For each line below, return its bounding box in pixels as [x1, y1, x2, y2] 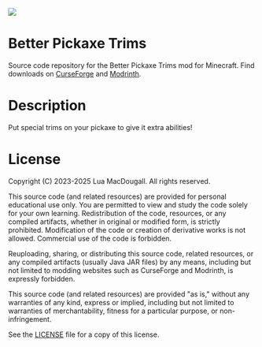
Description [8, 97, 87, 114]
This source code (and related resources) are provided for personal [8, 192, 227, 201]
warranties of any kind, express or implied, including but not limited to [8, 297, 234, 307]
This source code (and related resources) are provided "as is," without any [8, 289, 250, 299]
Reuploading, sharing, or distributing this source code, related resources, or [8, 248, 254, 258]
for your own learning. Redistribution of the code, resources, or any [8, 208, 227, 218]
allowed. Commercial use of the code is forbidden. [8, 233, 172, 243]
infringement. [8, 314, 52, 323]
